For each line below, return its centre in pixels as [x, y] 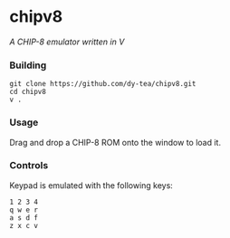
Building [28, 65]
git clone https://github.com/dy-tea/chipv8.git [103, 84]
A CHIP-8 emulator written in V [67, 42]
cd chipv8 [28, 92]
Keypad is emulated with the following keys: [91, 185]
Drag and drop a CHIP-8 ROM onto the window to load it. [115, 142]
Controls [29, 166]
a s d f [24, 218]
